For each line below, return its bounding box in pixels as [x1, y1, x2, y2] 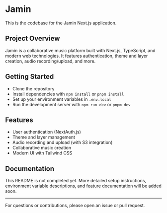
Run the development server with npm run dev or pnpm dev [12, 101, 131, 107]
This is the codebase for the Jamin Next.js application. [5, 20, 117, 26]
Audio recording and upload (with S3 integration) [12, 140, 113, 145]
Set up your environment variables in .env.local [12, 96, 112, 102]
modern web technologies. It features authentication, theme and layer [5, 53, 148, 59]
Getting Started [5, 72, 54, 81]
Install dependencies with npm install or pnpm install [12, 91, 124, 97]
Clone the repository [12, 85, 55, 91]
